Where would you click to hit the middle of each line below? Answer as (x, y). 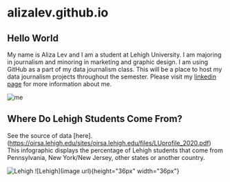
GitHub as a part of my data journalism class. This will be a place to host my (115, 69)
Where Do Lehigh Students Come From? (95, 119)
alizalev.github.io (58, 13)
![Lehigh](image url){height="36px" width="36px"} (107, 171)
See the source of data (40, 135)
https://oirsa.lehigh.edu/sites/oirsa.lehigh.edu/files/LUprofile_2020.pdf (109, 143)
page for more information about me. (60, 84)
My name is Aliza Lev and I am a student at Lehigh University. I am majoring (114, 54)
